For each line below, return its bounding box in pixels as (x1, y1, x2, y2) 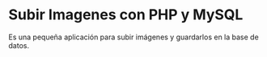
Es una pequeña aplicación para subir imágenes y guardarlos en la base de (8, 32, 259, 42)
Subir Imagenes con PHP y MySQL (8, 6, 244, 24)
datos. (8, 40, 30, 50)
